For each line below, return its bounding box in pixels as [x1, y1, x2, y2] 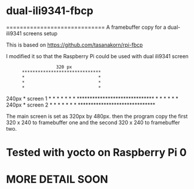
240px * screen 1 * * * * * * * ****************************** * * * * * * [6, 95, 179, 102]
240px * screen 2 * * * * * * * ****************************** [6, 101, 156, 108]
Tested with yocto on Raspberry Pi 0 [6, 146, 187, 160]
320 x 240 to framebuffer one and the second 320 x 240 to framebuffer [6, 119, 180, 126]
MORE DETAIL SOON [6, 173, 109, 186]
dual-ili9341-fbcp [6, 4, 94, 18]
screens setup [22, 29, 58, 37]
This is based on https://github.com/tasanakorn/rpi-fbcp [6, 41, 143, 48]
